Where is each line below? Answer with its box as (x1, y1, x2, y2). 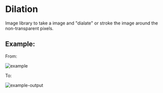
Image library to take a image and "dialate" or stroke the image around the (5, 20, 158, 26)
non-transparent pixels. (5, 25, 54, 31)
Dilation (5, 3, 39, 15)
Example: (5, 40, 35, 48)
